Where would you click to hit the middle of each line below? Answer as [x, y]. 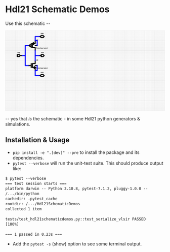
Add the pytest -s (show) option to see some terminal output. [77, 244]
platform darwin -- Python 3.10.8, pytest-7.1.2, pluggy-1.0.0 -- [77, 188]
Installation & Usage [37, 140]
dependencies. [28, 157]
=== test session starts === [36, 183]
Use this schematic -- [28, 23]
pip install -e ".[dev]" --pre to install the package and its [76, 152]
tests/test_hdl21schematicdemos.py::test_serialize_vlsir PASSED [75, 219]
